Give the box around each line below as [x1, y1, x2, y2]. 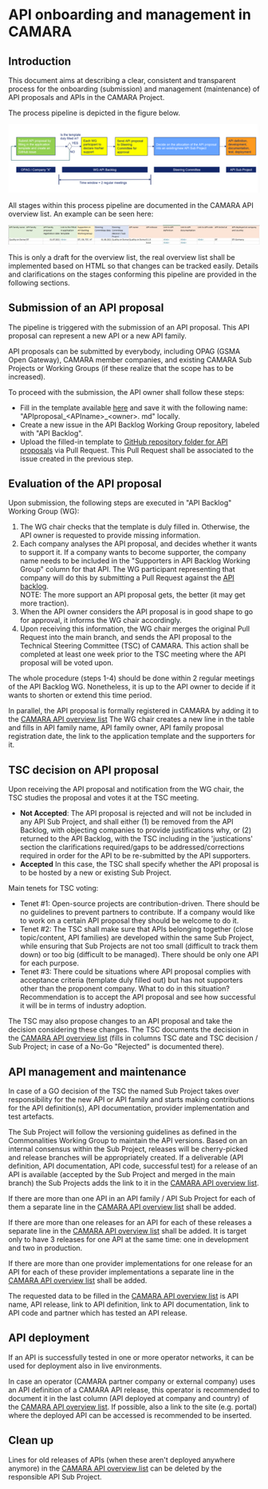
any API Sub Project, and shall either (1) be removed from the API [19, 817, 234, 827]
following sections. [8, 277, 70, 287]
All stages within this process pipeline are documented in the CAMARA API [8, 200, 254, 210]
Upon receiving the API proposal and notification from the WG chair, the [8, 784, 245, 794]
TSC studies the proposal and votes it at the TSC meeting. [8, 793, 199, 803]
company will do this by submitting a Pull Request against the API [19, 573, 235, 583]
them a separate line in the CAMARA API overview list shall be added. [8, 1202, 237, 1212]
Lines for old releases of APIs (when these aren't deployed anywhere [8, 1455, 235, 1464]
